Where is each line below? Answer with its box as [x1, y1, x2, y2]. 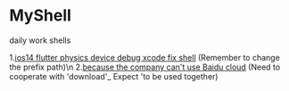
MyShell [9, 5, 71, 26]
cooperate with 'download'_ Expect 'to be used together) [9, 70, 219, 81]
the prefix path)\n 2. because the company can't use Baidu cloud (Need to [9, 62, 281, 72]
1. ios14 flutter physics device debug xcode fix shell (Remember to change [9, 52, 281, 62]
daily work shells [9, 35, 71, 45]
